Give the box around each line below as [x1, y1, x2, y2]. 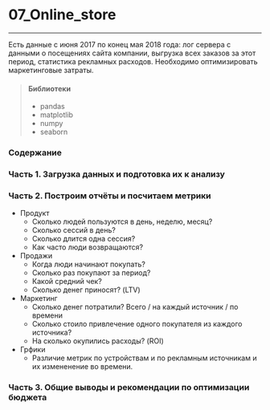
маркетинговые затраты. [8, 65, 94, 75]
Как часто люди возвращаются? [31, 242, 143, 252]
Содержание [8, 147, 63, 158]
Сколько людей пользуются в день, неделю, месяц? [31, 217, 213, 226]
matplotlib [39, 110, 74, 120]
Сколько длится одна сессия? [31, 234, 136, 244]
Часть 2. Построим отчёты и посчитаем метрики [8, 190, 211, 201]
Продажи [19, 251, 53, 261]
